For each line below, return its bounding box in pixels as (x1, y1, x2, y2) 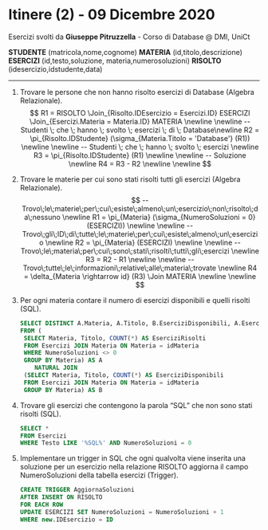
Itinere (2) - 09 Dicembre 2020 (8, 6, 215, 24)
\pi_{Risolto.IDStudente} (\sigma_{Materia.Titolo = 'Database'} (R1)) (30, 133, 250, 143)
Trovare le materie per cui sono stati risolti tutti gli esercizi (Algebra (19, 174, 241, 184)
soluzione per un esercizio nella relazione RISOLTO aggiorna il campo (19, 462, 249, 472)
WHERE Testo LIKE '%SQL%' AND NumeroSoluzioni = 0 (19, 439, 192, 447)
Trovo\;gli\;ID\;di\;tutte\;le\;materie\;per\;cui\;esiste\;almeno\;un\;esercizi (22, 229, 258, 238)
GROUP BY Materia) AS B (23, 386, 103, 394)
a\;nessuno (23, 212, 61, 222)
